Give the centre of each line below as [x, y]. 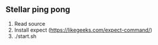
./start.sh [25, 36]
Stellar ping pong [38, 10]
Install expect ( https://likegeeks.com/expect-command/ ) [83, 30]
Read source [30, 23]
